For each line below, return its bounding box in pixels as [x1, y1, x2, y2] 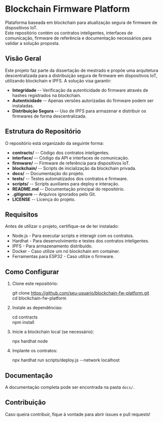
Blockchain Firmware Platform [5, 3, 130, 15]
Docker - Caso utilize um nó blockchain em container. [12, 248, 121, 254]
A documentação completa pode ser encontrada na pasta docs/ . [5, 384, 135, 390]
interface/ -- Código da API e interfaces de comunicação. [12, 155, 129, 161]
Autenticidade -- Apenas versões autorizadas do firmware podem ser [12, 98, 154, 103]
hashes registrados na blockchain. [12, 92, 81, 98]
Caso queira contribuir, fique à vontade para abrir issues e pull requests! [5, 411, 150, 417]
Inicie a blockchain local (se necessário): [12, 329, 94, 335]
